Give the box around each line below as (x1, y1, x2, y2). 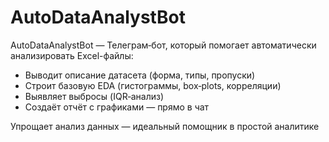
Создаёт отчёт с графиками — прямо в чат (24, 101, 210, 113)
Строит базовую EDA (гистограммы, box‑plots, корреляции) (24, 79, 282, 91)
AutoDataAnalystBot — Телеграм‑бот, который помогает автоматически (10, 39, 317, 51)
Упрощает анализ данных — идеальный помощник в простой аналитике (10, 120, 320, 132)
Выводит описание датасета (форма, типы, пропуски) (24, 69, 256, 81)
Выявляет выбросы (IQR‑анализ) (24, 90, 165, 102)
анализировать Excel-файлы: (10, 49, 134, 61)
